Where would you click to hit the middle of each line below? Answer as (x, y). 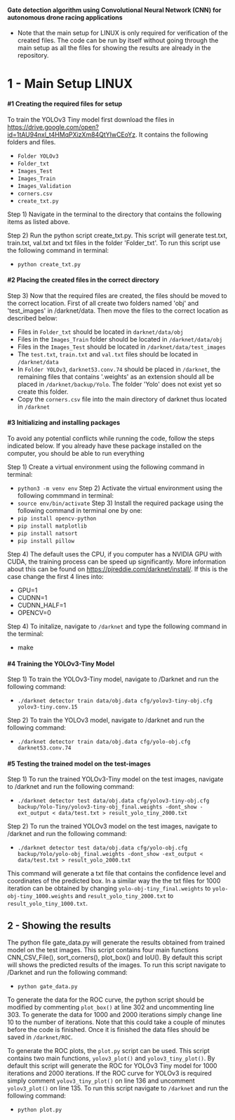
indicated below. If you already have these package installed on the (105, 446)
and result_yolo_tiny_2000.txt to (124, 896)
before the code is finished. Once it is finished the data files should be (108, 1030)
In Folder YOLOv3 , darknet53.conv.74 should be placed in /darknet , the (119, 369)
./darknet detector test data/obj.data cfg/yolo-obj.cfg (102, 848)
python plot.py (40, 1110)
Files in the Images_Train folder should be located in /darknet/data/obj (120, 339)
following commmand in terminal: (66, 496)
